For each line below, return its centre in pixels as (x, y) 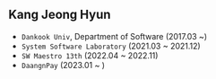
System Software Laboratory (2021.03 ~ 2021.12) (111, 46)
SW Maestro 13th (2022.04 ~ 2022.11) (90, 55)
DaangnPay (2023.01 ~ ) (63, 65)
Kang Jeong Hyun (60, 15)
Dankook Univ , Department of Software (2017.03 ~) (114, 36)
